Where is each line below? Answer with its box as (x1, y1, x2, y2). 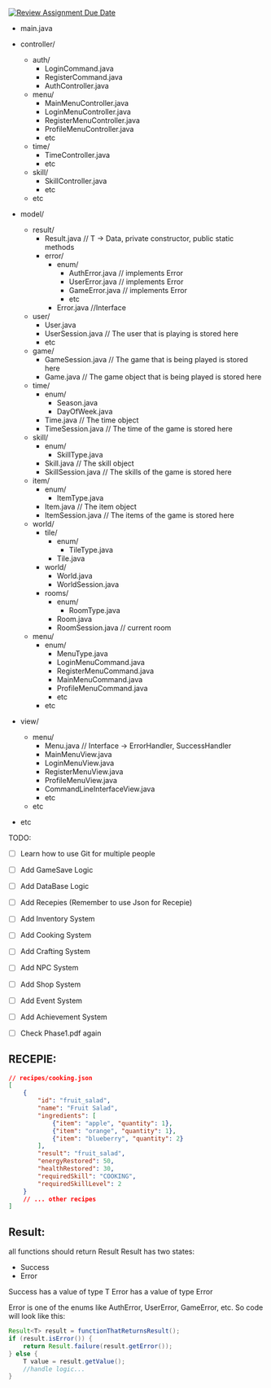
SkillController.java (44, 176, 107, 186)
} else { (8, 1350, 38, 1358)
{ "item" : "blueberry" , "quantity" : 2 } (51, 1134, 184, 1143)
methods (44, 243, 75, 252)
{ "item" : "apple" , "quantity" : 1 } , (51, 1119, 173, 1127)
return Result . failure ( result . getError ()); (23, 1342, 173, 1351)
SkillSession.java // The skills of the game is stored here (44, 467, 232, 476)
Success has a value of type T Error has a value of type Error (8, 1287, 213, 1297)
